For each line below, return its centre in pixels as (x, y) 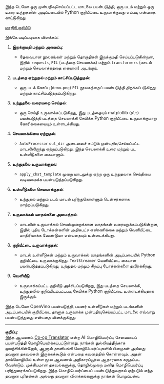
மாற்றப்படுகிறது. (34, 205)
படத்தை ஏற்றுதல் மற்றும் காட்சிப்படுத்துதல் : (51, 78)
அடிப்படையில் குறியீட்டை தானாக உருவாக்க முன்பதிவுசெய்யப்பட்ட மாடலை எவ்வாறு (80, 312)
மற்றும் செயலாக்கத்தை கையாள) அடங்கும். (59, 68)
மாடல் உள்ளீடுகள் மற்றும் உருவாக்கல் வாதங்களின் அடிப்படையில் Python (87, 255)
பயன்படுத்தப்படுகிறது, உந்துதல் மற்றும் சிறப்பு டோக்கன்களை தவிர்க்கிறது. (86, 266)
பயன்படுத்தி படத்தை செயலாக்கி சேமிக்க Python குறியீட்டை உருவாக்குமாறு (88, 118)
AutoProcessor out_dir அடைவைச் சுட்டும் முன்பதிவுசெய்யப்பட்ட (80, 143)
